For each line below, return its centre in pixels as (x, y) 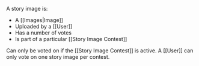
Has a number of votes (43, 33)
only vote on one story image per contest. (58, 57)
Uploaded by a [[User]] (44, 26)
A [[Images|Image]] (39, 20)
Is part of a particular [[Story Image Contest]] (71, 39)
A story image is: (27, 9)
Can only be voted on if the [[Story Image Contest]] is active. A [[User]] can (100, 51)
